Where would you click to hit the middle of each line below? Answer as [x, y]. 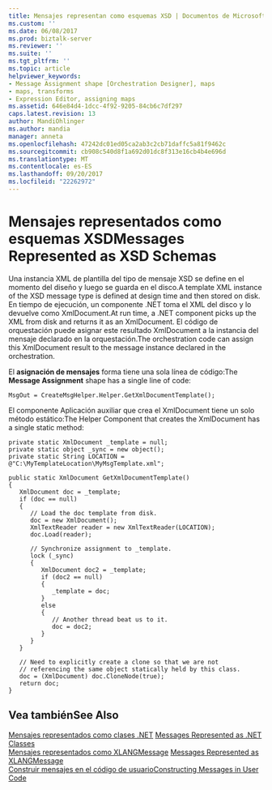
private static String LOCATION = [67, 456]
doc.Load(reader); [61, 534]
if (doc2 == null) [72, 577]
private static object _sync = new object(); [86, 449]
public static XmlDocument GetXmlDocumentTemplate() [99, 478]
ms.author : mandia [39, 129]
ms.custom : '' [32, 23]
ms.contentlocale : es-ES [50, 167]
